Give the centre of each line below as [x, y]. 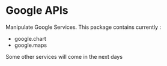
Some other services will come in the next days [64, 56]
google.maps [31, 45]
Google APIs [37, 10]
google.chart [30, 38]
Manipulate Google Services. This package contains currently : [83, 27]
